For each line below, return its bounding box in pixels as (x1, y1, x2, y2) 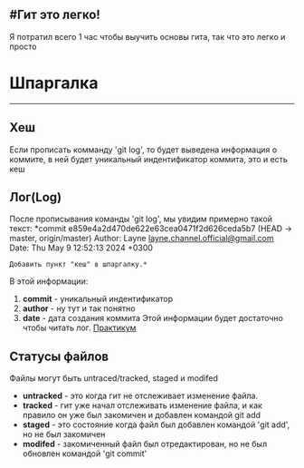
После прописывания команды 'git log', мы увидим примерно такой (9, 213, 273, 225)
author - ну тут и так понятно (22, 303, 136, 314)
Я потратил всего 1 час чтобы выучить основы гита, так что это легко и (9, 31, 286, 42)
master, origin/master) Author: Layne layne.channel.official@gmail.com (9, 233, 274, 244)
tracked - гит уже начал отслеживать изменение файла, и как (22, 400, 262, 411)
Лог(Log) (9, 190, 62, 205)
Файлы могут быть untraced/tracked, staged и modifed (9, 373, 219, 384)
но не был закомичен (22, 429, 106, 440)
